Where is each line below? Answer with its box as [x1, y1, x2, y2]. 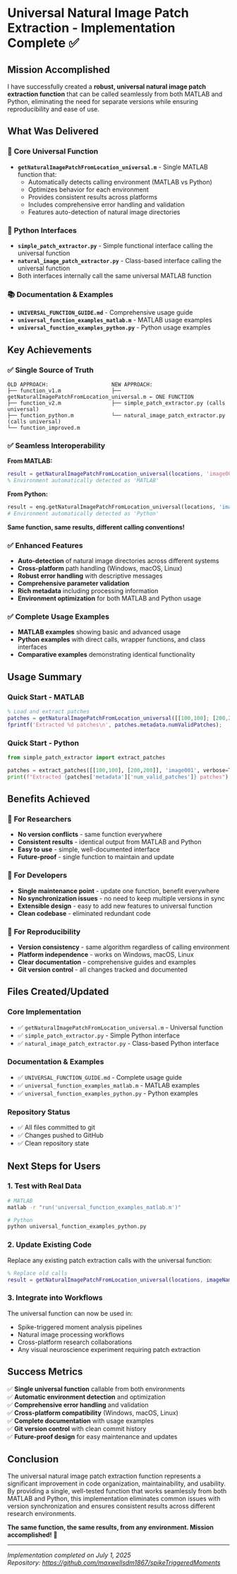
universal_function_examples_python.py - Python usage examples [17, 323, 211, 332]
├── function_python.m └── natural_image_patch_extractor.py [7, 412, 226, 419]
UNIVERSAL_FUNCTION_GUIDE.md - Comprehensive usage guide [17, 308, 193, 317]
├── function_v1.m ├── [7, 387, 121, 394]
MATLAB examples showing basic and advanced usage [17, 628, 181, 636]
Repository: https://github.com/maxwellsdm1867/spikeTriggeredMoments [7, 1558, 221, 1567]
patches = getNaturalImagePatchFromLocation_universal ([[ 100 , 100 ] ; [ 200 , [7, 714, 229, 722]
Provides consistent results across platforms [28, 192, 157, 201]
